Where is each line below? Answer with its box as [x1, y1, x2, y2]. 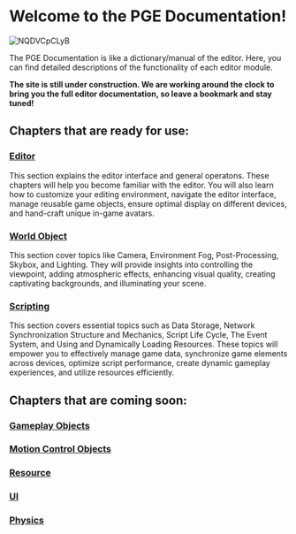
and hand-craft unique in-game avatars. [9, 208, 155, 218]
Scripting [9, 300, 50, 312]
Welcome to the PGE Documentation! [9, 6, 287, 27]
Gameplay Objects [9, 419, 90, 431]
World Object [9, 230, 68, 242]
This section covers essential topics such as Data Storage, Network [9, 320, 255, 331]
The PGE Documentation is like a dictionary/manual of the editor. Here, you [9, 52, 282, 63]
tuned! [9, 97, 34, 108]
